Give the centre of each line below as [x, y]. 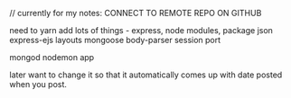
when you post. [38, 84]
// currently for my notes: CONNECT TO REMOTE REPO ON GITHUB [136, 13]
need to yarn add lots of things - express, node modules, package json [141, 30]
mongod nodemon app [52, 57]
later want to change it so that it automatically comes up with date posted [146, 75]
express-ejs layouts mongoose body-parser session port [115, 40]
